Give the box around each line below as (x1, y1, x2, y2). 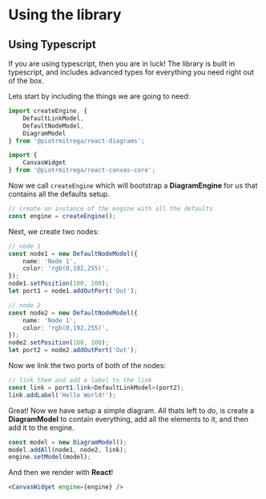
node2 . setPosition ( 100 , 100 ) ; (8, 339, 110, 347)
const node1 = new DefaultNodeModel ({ (8, 249, 138, 258)
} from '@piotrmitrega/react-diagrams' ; (8, 136, 146, 145)
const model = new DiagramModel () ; (8, 438, 127, 446)
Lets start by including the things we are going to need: (8, 91, 191, 101)
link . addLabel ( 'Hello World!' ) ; (8, 391, 116, 399)
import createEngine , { (8, 107, 88, 115)
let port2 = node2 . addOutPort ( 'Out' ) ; (8, 347, 138, 355)
